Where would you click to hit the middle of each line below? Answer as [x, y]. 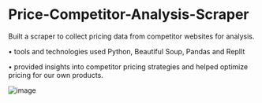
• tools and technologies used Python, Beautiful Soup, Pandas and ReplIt [127, 51]
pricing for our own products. [56, 75]
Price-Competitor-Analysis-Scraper [129, 15]
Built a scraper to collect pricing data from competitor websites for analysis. [131, 36]
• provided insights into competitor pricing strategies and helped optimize [128, 66]
